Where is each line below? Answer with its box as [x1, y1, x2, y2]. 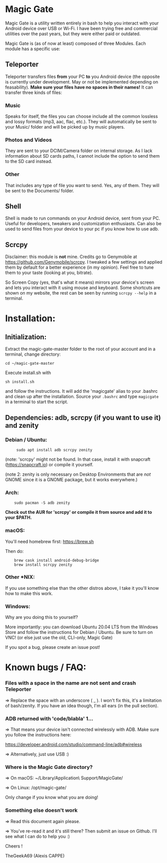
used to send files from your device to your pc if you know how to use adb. [5, 226, 160, 232]
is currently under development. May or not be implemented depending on [5, 79, 159, 85]
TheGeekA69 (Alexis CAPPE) [5, 852, 65, 858]
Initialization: [5, 333, 47, 341]
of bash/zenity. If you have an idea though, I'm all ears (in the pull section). [5, 702, 159, 708]
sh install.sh [5, 379, 35, 385]
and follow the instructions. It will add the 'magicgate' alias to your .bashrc [5, 388, 158, 394]
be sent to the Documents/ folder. [5, 188, 74, 194]
